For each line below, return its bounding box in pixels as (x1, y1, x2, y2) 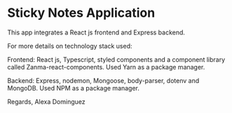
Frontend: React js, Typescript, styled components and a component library (7, 55, 226, 64)
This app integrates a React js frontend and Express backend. (7, 28, 186, 36)
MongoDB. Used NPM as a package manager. (7, 84, 140, 92)
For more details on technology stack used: (7, 41, 132, 50)
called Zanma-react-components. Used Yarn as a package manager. (7, 62, 205, 71)
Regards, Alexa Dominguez (7, 97, 86, 106)
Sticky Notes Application (7, 5, 156, 21)
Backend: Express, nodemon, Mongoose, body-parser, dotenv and (7, 76, 200, 85)
